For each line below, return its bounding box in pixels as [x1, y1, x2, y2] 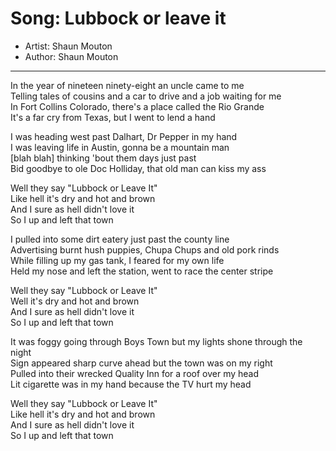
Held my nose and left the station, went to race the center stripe [10, 265, 274, 277]
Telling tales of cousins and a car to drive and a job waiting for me [10, 90, 282, 102]
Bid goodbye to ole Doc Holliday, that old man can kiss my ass [10, 162, 267, 174]
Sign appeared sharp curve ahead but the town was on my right [10, 357, 273, 369]
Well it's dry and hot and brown [10, 295, 140, 307]
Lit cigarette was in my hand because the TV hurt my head [10, 378, 252, 390]
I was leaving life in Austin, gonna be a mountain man [10, 141, 230, 153]
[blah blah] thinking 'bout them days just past [10, 152, 197, 164]
